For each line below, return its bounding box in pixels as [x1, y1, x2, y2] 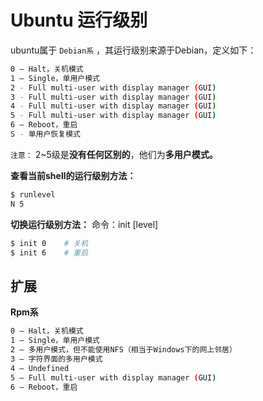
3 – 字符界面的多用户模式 [10, 354, 103, 364]
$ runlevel [10, 189, 56, 200]
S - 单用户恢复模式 [10, 129, 81, 140]
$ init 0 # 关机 [10, 238, 89, 248]
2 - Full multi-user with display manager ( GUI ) [10, 82, 217, 93]
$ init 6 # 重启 [10, 247, 89, 258]
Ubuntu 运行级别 [10, 9, 148, 32]
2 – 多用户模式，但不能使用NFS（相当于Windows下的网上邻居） [10, 345, 237, 355]
